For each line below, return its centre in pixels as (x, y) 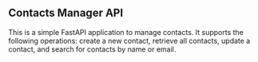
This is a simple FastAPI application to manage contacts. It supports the (126, 32)
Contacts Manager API (66, 13)
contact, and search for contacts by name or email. (92, 49)
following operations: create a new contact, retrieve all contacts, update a (129, 41)
